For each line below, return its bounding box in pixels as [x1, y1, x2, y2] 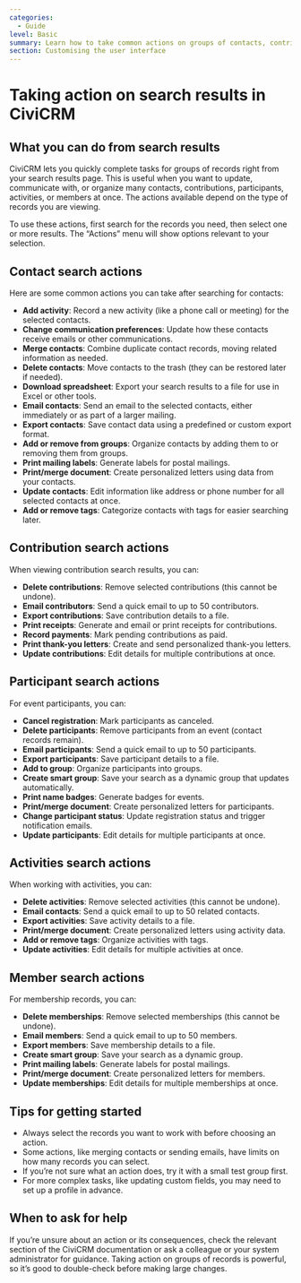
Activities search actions [9, 855, 151, 870]
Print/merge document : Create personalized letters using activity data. [21, 925, 286, 936]
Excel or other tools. [21, 391, 97, 401]
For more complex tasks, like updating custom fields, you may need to [21, 1175, 281, 1185]
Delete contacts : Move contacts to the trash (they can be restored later [21, 362, 287, 373]
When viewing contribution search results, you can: [9, 564, 200, 574]
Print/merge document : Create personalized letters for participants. [21, 801, 275, 812]
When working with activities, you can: [9, 879, 152, 890]
